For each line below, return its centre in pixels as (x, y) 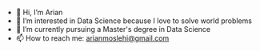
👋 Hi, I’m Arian (39, 12)
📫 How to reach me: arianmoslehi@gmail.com (92, 38)
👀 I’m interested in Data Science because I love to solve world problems (134, 21)
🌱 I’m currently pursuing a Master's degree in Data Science (113, 29)
